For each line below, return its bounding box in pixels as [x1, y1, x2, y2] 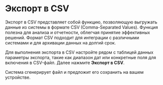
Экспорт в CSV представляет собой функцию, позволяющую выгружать [5, 19, 158, 25]
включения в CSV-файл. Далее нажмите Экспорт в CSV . [5, 60, 125, 65]
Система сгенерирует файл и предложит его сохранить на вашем [5, 69, 144, 75]
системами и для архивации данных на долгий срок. [5, 40, 116, 45]
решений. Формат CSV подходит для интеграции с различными [5, 35, 139, 41]
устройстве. [5, 74, 31, 80]
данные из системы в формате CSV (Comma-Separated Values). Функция [5, 24, 158, 30]
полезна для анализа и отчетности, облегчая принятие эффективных [5, 29, 150, 35]
